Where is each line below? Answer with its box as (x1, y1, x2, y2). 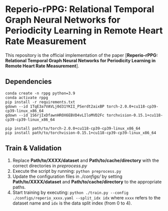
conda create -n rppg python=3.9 (5, 90, 75, 96)
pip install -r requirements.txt (5, 99, 75, 104)
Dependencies (5, 77, 52, 86)
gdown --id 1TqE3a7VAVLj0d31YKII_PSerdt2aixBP (5, 104, 105, 109)
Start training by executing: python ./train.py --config (12, 189, 129, 195)
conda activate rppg (5, 95, 49, 100)
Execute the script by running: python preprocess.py (12, 168, 122, 174)
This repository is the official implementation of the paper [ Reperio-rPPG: (5, 52, 158, 58)
